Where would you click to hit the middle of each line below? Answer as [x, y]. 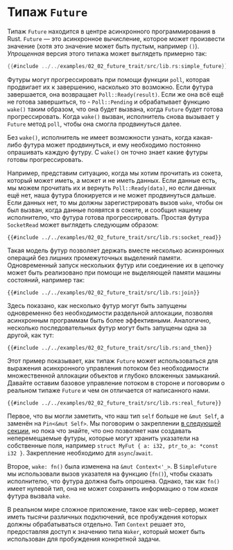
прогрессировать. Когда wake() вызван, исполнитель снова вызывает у [113, 116]
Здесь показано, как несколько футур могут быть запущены [97, 305]
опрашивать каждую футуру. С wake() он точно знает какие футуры [107, 152]
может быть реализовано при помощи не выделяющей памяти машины [114, 273]
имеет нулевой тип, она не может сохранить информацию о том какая [113, 488]
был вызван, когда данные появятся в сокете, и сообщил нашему [105, 210]
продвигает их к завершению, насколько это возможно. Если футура [110, 87]
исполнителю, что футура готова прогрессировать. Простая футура [108, 217]
